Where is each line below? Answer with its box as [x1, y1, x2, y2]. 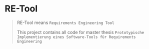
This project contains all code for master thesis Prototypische [16, 29, 144, 35]
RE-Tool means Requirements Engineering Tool [16, 19, 114, 25]
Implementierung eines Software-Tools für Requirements [16, 34, 136, 39]
